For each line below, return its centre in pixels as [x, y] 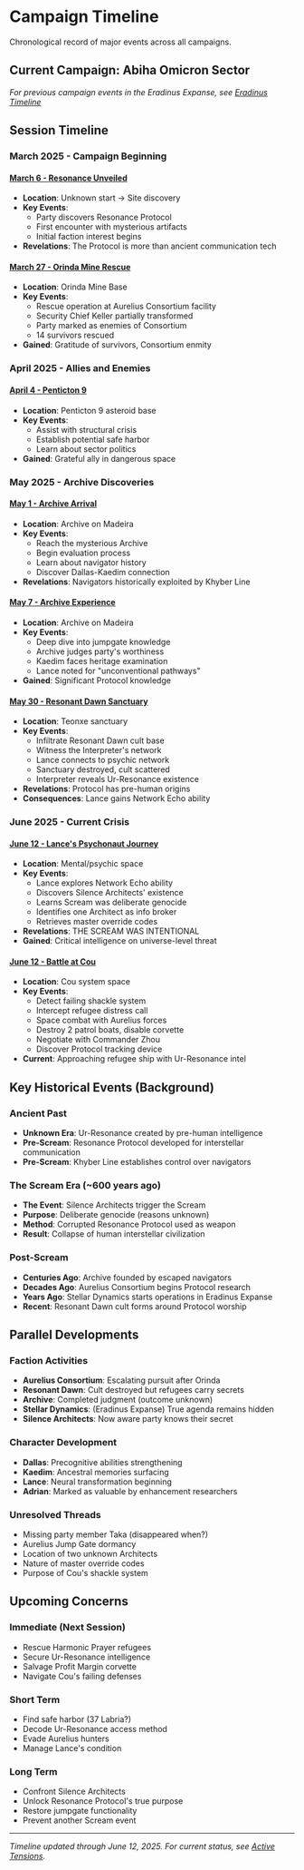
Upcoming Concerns [69, 1602]
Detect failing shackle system [91, 1001]
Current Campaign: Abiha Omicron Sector [130, 70]
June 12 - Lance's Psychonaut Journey [84, 843]
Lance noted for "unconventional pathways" [118, 671]
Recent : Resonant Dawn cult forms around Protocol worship [134, 1306]
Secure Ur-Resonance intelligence [86, 1657]
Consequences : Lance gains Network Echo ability [116, 798]
